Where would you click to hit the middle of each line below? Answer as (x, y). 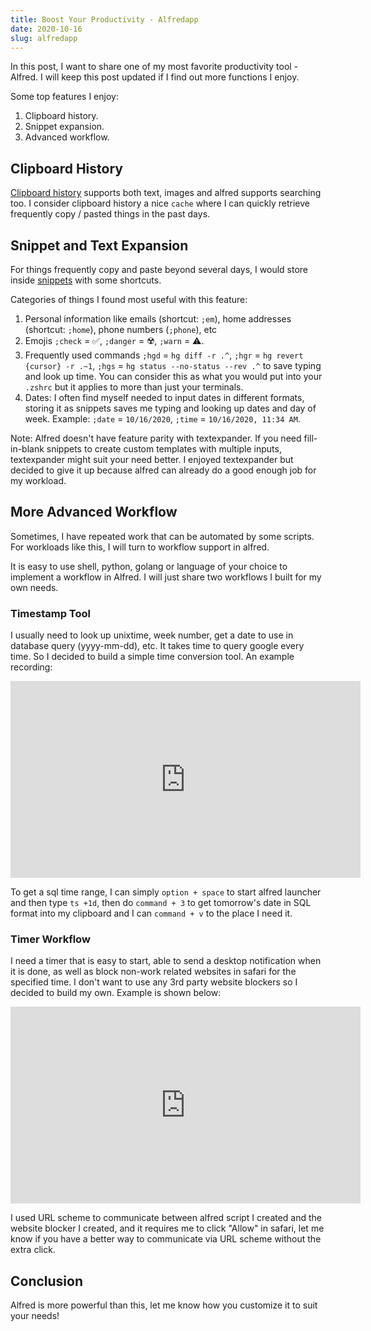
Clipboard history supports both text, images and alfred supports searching (166, 193)
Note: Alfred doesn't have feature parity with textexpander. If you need (156, 438)
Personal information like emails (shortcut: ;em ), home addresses (158, 319)
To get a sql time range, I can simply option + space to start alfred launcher (166, 892)
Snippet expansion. (64, 127)
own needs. (34, 587)
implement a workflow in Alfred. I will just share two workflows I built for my (166, 577)
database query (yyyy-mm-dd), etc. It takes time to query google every (157, 646)
